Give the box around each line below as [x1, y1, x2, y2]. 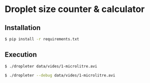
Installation [5, 23, 41, 32]
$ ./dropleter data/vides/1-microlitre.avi [5, 63, 98, 68]
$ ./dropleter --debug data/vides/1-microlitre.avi [5, 72, 115, 78]
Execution [5, 50, 37, 59]
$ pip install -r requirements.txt [5, 36, 80, 41]
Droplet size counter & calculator [5, 3, 145, 15]
